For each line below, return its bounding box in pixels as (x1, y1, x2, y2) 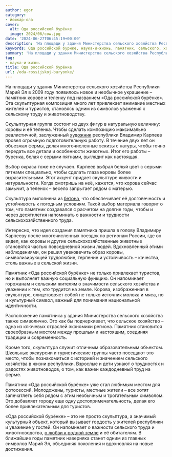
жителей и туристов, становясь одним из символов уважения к (5, 106, 145, 111)
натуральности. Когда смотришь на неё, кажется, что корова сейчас (5, 180, 157, 186)
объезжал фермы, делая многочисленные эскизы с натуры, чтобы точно (5, 143, 165, 149)
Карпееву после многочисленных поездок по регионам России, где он (5, 233, 162, 239)
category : (5, 12, 27, 17)
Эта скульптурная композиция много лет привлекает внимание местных (5, 100, 166, 106)
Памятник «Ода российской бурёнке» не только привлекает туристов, (5, 270, 161, 276)
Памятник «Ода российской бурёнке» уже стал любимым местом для (5, 382, 160, 388)
